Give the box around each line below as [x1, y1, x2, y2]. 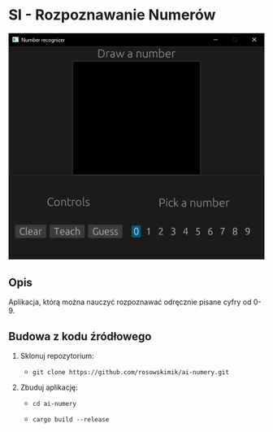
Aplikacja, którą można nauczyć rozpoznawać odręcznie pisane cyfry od [8, 297, 252, 307]
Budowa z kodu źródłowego [8, 329, 152, 343]
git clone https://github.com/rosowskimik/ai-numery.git [32, 368, 230, 376]
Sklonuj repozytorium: [19, 351, 95, 360]
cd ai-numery [32, 399, 77, 408]
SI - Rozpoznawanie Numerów [8, 6, 216, 24]
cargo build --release [32, 415, 110, 424]
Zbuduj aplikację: [19, 382, 78, 392]
